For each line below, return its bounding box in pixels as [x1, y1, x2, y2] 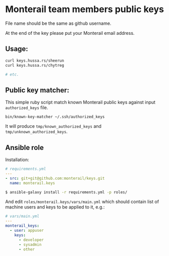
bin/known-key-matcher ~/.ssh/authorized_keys [5, 115, 105, 120]
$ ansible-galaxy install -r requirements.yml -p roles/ [5, 189, 128, 195]
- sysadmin [18, 242, 42, 247]
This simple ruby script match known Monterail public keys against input [5, 99, 155, 106]
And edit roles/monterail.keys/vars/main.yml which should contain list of [5, 198, 159, 205]
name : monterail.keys [10, 180, 55, 185]
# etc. [5, 72, 19, 77]
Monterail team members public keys [5, 4, 164, 15]
